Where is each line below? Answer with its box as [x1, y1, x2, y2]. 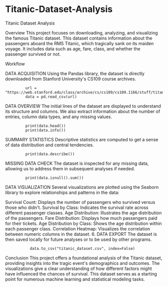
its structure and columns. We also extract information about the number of [5, 108, 160, 114]
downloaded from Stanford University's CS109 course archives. [5, 76, 136, 82]
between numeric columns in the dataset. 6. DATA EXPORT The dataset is [5, 231, 157, 237]
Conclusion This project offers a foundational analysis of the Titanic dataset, [5, 254, 162, 261]
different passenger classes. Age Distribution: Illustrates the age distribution [5, 209, 162, 216]
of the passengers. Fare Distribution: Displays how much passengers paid [5, 215, 157, 221]
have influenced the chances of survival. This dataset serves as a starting [5, 270, 157, 276]
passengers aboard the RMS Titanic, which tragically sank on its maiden [5, 40, 154, 46]
